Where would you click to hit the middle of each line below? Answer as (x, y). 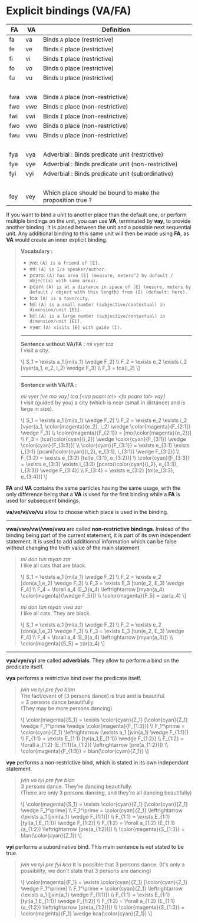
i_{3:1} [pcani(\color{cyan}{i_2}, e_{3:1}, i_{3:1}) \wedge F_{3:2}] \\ (100, 451)
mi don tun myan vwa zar (52, 607)
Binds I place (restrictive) (79, 58)
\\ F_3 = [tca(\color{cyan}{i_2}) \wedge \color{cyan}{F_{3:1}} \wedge (103, 439)
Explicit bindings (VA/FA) (69, 11)
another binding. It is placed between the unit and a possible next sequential (99, 227)
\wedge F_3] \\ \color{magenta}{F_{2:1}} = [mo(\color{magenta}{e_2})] (106, 433)
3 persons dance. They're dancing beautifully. (76, 786)
